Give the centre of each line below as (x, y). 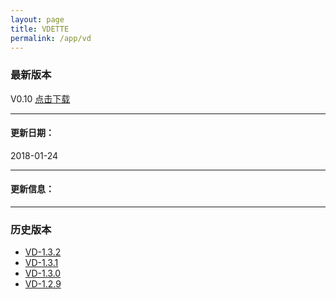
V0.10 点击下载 (40, 98)
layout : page (37, 19)
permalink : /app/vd (51, 38)
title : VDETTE (40, 29)
